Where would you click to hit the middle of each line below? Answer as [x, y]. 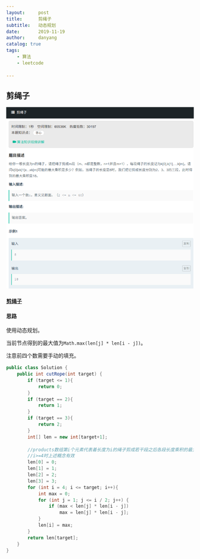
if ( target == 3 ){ [50, 418]
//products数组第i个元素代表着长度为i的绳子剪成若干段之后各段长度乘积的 [108, 450]
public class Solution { [37, 368]
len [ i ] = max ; [55, 526]
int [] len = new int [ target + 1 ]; [68, 437]
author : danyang [32, 38]
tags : [13, 51]
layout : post [28, 13]
